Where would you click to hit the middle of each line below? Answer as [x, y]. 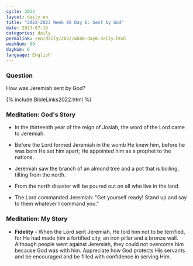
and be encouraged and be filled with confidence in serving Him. [93, 256]
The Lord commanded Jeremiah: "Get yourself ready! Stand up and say [101, 198]
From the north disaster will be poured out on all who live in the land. [97, 186]
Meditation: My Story [37, 219]
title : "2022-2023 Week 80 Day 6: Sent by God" [65, 22]
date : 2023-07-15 [27, 28]
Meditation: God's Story [41, 115]
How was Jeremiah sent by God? [46, 88]
